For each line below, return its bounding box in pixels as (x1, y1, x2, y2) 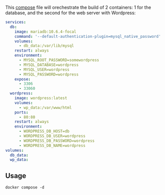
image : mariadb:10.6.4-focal (14, 29, 77, 34)
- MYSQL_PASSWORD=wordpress (18, 71, 79, 77)
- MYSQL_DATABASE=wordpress (18, 62, 79, 67)
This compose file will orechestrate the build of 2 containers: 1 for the (5, 5, 152, 10)
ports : (14, 110, 29, 115)
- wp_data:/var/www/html (18, 105, 72, 110)
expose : (14, 77, 31, 82)
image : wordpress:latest (14, 95, 67, 101)
